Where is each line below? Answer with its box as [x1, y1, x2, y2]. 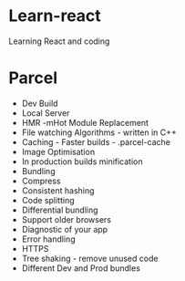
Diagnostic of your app [21, 224, 108, 234]
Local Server [21, 107, 70, 119]
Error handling [21, 234, 76, 245]
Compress [21, 175, 61, 186]
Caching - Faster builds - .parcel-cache [21, 136, 170, 147]
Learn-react [8, 5, 101, 26]
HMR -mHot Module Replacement [21, 117, 149, 128]
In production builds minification [21, 156, 143, 167]
